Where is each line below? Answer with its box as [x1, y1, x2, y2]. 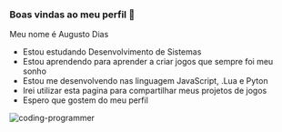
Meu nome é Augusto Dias [9, 29, 109, 40]
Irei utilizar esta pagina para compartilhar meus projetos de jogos [22, 86, 267, 96]
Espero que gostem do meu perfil [22, 95, 148, 106]
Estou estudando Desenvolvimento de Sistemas [22, 46, 202, 57]
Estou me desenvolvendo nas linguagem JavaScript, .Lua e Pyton [22, 76, 268, 86]
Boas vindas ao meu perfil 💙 [9, 8, 136, 21]
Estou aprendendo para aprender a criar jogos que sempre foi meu [22, 56, 274, 67]
